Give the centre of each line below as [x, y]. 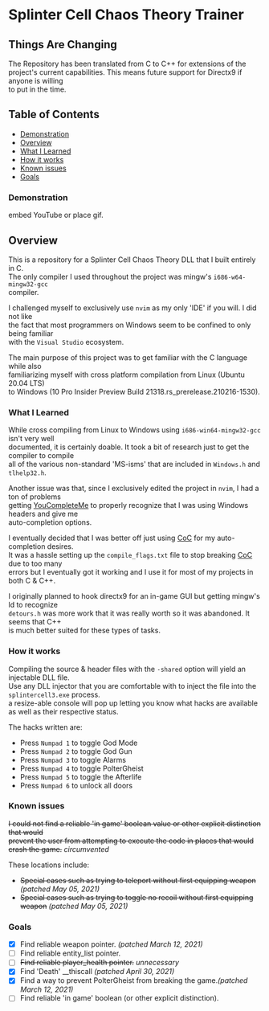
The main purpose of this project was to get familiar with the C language [128, 357]
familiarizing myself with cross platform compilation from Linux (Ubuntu [126, 375]
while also [25, 366]
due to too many [35, 563]
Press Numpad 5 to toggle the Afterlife [81, 776]
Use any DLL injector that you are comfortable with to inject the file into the [132, 686]
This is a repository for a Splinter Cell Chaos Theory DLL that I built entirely [132, 260]
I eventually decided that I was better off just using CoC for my [112, 538]
